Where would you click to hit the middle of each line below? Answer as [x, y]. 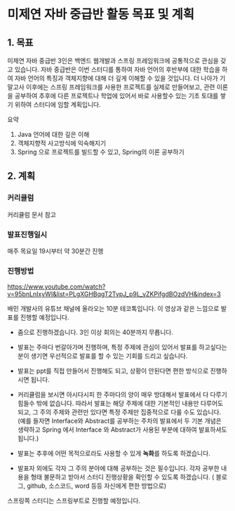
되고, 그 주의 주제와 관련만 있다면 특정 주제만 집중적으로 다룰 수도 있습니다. [119, 412]
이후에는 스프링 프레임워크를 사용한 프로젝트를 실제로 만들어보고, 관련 [120, 87]
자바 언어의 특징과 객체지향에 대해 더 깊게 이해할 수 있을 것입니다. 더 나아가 [116, 78]
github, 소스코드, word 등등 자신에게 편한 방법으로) [97, 486]
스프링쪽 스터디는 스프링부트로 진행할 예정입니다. [74, 501]
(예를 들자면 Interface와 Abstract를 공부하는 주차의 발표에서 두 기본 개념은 [120, 421]
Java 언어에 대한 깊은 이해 [53, 134]
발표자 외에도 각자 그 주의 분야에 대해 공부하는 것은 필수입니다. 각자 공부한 [118, 468]
